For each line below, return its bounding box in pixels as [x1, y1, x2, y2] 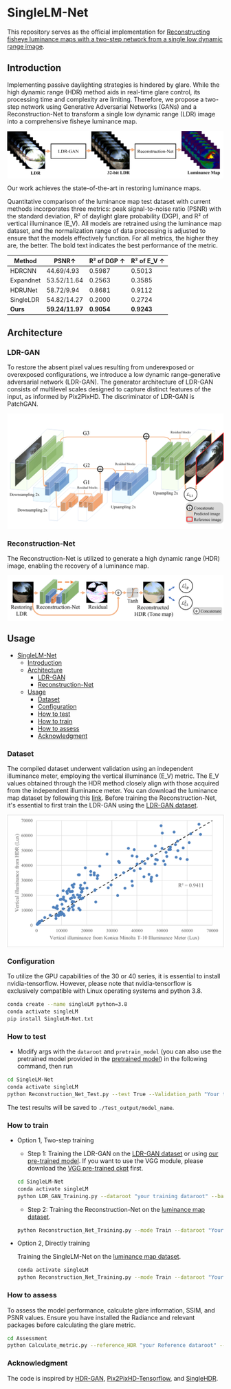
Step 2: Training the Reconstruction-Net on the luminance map [27, 1205, 205, 1213]
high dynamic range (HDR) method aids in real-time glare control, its [7, 88, 201, 96]
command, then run [16, 1062, 74, 1071]
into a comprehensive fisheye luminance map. [7, 117, 137, 125]
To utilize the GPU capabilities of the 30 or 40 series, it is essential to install [7, 972, 221, 980]
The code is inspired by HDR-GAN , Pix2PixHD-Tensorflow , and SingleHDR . [7, 1374, 219, 1382]
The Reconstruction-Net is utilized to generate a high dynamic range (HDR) [7, 554, 220, 562]
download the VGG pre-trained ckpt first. [27, 1164, 144, 1172]
